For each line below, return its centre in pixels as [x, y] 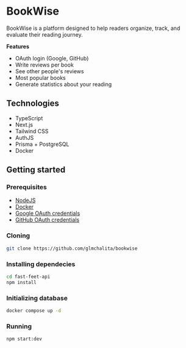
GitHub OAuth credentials [47, 220]
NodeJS [25, 200]
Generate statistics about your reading [63, 84]
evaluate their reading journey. [45, 34]
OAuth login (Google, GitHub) [52, 58]
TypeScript [29, 118]
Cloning [18, 236]
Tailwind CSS [32, 131]
